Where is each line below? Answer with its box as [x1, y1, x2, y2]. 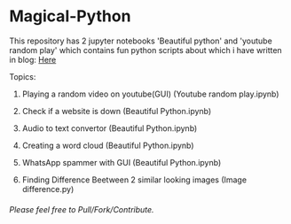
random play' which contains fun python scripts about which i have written [9, 44, 282, 55]
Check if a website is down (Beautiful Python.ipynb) [21, 105, 212, 116]
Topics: [9, 71, 36, 81]
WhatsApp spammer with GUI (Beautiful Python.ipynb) [21, 157, 222, 167]
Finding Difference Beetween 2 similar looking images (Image [21, 174, 247, 185]
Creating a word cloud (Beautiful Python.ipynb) [21, 140, 194, 151]
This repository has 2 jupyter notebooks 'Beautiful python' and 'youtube [9, 35, 272, 46]
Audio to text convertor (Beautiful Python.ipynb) [21, 122, 198, 134]
